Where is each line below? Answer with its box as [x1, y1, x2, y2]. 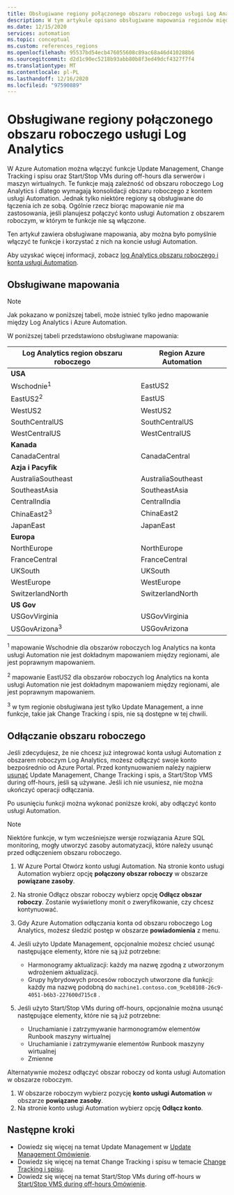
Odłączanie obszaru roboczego [7, 730, 146, 742]
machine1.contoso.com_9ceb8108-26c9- [114, 984, 224, 992]
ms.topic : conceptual [7, 36, 70, 43]
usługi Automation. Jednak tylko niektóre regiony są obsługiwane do [7, 194, 203, 203]
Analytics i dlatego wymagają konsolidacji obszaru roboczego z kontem [7, 186, 212, 196]
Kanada [10, 439, 37, 449]
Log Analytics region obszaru [22, 349, 123, 358]
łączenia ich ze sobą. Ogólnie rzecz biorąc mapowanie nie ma [7, 202, 185, 210]
